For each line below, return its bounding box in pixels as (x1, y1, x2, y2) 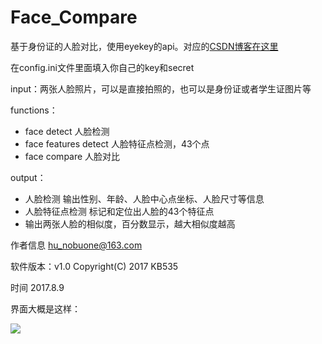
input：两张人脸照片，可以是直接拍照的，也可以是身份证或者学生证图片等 (10, 82, 312, 95)
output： (10, 171, 47, 183)
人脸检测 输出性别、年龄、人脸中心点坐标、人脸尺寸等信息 (24, 192, 265, 205)
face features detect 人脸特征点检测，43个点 (24, 137, 210, 150)
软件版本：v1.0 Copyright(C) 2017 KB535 (10, 260, 179, 272)
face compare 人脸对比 (24, 150, 121, 162)
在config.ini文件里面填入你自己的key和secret (10, 61, 195, 73)
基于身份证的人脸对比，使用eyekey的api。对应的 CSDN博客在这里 (10, 40, 279, 52)
